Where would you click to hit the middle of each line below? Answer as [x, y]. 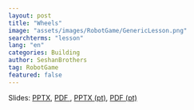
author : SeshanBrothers [48, 61]
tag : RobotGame [34, 68]
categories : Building [44, 53]
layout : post [30, 16]
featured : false [35, 75]
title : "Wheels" [35, 23]
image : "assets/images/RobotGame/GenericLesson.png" [98, 30]
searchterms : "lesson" [46, 38]
